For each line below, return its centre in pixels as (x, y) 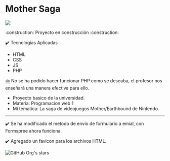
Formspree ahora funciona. (34, 131)
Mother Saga (33, 9)
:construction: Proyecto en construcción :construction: (62, 32)
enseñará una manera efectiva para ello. (47, 88)
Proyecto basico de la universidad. (49, 98)
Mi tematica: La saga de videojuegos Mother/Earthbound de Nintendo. (86, 108)
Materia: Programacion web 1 (43, 103)
